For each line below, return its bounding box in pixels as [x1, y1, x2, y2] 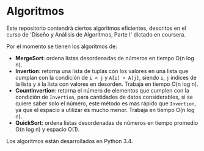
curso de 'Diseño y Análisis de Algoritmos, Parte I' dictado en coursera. [6, 30, 186, 38]
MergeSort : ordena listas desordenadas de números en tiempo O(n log [15, 54, 194, 61]
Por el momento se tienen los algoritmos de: [6, 43, 117, 50]
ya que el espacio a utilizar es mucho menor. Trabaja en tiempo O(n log [15, 106, 195, 113]
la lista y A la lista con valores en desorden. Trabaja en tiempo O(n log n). [15, 80, 199, 88]
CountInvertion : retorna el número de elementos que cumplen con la [15, 86, 189, 94]
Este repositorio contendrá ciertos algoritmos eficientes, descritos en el [6, 24, 186, 32]
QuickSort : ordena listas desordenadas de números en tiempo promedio [15, 119, 199, 126]
